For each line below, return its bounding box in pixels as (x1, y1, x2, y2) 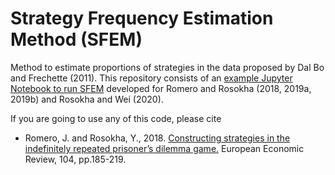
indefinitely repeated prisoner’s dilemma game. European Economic (24, 142, 305, 154)
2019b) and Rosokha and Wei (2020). (10, 93, 164, 105)
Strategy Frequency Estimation (10, 7, 274, 30)
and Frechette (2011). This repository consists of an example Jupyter (10, 72, 293, 84)
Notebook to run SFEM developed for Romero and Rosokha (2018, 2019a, (10, 82, 312, 94)
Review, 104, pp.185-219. (24, 153, 127, 165)
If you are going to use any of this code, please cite (10, 112, 222, 124)
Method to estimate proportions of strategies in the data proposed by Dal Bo (10, 61, 325, 73)
